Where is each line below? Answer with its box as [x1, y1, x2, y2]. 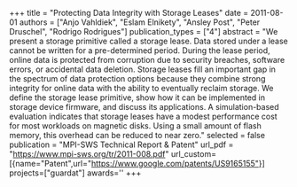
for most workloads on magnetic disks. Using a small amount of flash [9, 121, 262, 131]
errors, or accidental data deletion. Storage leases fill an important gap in [9, 64, 277, 74]
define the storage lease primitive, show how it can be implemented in [9, 92, 266, 103]
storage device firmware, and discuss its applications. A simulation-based [9, 102, 279, 112]
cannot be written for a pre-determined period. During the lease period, [9, 45, 270, 56]
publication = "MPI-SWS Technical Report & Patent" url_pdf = [9, 139, 234, 150]
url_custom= [170, 149, 217, 159]
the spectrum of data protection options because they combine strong [9, 74, 266, 83]
